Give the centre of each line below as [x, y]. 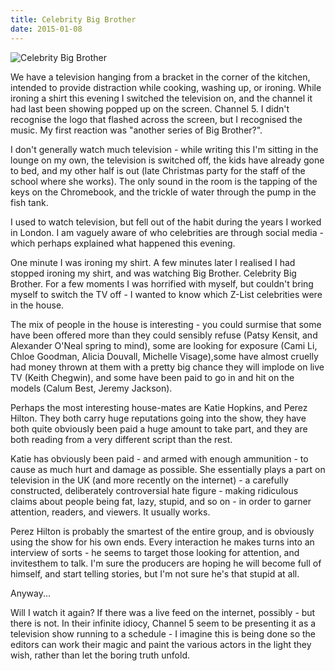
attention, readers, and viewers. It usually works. [110, 512]
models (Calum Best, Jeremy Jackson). [91, 388]
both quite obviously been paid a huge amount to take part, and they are [159, 428]
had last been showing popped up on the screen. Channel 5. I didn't [150, 108]
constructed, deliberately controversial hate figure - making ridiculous [154, 490]
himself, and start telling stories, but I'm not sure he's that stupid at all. [155, 573]
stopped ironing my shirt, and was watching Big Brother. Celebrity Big [153, 273]
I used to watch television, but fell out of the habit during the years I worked [166, 222]
